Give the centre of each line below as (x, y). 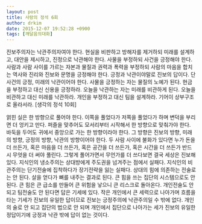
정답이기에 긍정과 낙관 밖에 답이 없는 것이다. (58, 215)
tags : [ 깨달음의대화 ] (30, 34)
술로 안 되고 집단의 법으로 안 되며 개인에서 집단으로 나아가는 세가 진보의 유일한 (104, 207)
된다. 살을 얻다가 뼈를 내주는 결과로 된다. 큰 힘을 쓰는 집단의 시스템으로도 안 (107, 177)
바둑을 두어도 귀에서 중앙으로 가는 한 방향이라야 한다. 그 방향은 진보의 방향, (94, 132)
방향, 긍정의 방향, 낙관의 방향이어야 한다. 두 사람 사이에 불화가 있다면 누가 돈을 (104, 140)
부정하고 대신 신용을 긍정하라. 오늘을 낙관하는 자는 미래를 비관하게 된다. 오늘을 (104, 89)
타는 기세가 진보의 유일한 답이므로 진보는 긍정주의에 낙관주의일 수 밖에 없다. (95, 200)
